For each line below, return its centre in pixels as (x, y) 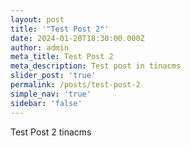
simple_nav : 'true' (51, 94)
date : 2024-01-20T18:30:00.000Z (77, 38)
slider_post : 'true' (53, 76)
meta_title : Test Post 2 (62, 57)
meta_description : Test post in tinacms (96, 66)
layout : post (37, 19)
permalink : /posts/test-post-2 (75, 85)
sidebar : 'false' (46, 103)
